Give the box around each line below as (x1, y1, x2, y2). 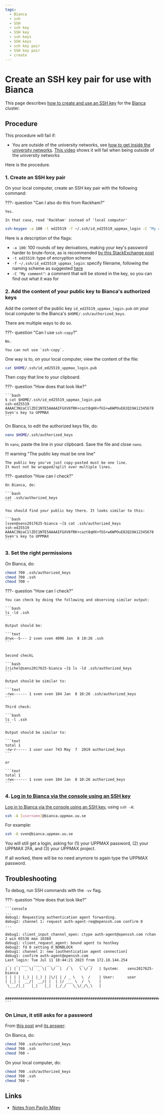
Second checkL (5, 653, 34, 658)
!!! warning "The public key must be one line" (5, 451, 96, 457)
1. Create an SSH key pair (5, 174, 66, 181)
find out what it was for (12, 276, 59, 282)
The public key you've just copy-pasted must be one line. (5, 460, 128, 465)
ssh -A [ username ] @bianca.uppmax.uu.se (5, 813, 86, 818)
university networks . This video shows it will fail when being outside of (12, 147, 155, 153)
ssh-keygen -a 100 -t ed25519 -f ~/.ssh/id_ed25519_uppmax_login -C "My (5, 226, 156, 231)
